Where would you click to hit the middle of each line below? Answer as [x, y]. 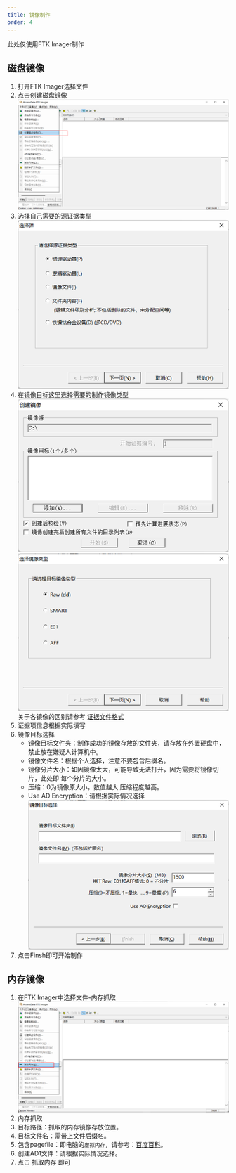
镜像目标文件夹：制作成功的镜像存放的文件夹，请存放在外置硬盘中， [126, 743]
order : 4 [20, 22]
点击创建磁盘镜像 [42, 96]
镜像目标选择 [36, 734]
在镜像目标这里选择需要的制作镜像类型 [73, 394]
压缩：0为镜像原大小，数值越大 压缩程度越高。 [96, 786]
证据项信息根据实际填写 [51, 725]
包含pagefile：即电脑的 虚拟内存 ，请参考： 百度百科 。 [92, 1145]
